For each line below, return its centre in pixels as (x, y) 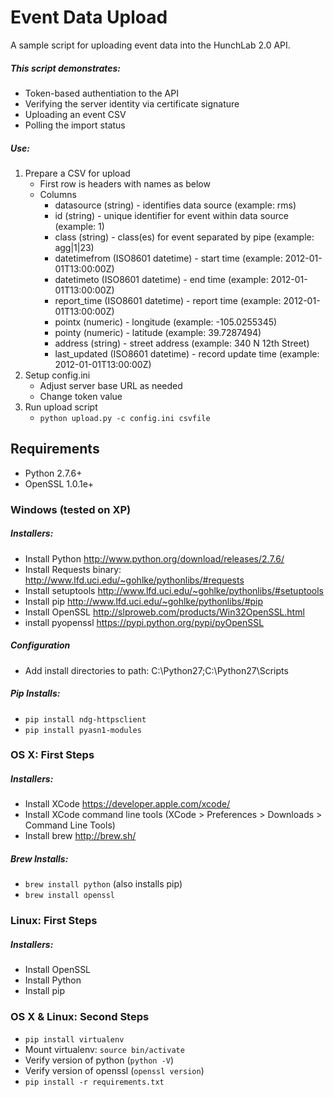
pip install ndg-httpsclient (85, 719)
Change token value (81, 396)
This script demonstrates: (66, 68)
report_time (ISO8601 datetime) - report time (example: (168, 300)
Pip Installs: (35, 693)
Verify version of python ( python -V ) (99, 1060)
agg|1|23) (74, 247)
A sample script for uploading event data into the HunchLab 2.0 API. (150, 45)
